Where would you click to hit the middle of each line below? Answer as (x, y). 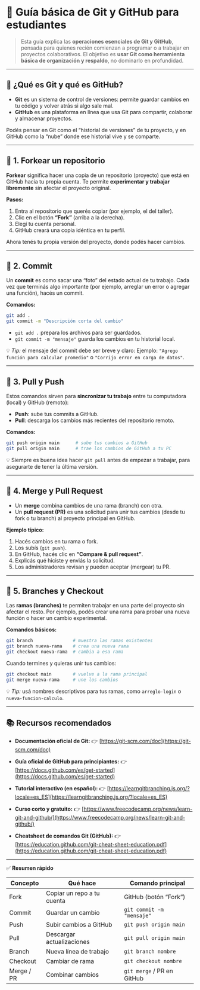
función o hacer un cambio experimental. (57, 618)
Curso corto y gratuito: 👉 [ (49, 809)
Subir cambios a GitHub (79, 924)
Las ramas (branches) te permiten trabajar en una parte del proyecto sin (95, 606)
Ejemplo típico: (25, 530)
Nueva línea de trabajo (77, 951)
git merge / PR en (149, 971)
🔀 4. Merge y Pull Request (54, 491)
